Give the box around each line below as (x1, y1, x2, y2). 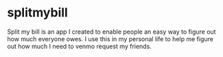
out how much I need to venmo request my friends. (7, 42, 152, 50)
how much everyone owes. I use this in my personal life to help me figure (7, 34, 214, 43)
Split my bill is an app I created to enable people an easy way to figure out (7, 27, 216, 36)
